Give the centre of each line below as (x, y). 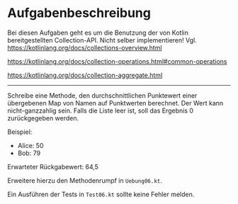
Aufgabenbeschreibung (79, 13)
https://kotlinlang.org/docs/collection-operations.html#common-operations (117, 61)
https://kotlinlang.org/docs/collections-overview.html (85, 47)
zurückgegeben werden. (43, 118)
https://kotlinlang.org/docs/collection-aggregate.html (85, 75)
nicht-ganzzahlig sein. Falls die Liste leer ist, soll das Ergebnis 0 (100, 110)
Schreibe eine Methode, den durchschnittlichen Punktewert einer (102, 95)
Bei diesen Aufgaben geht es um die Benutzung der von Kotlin (98, 33)
